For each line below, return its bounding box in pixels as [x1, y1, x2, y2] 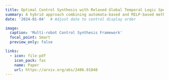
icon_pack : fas [14, 58, 46, 63]
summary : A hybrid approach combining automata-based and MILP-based [5, 12, 154, 17]
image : [5, 25, 19, 30]
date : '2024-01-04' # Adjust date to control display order [5, 16, 136, 21]
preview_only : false [10, 39, 53, 45]
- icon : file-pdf [10, 53, 46, 58]
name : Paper [14, 62, 39, 67]
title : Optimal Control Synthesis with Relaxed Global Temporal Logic [5, 7, 156, 12]
